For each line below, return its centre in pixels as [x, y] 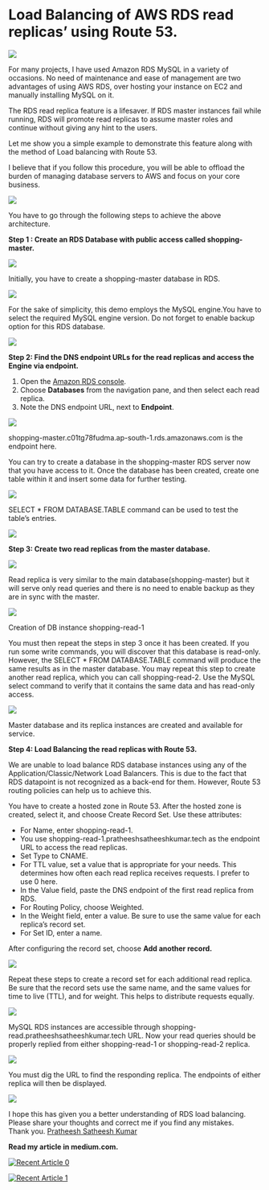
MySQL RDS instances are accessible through [84, 1027]
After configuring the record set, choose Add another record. [110, 948]
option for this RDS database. [57, 326]
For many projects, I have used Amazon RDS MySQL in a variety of [118, 69]
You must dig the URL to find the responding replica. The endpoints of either [134, 1074]
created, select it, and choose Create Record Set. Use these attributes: [125, 814]
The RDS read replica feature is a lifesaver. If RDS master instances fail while [135, 110]
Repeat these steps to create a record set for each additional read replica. [130, 979]
